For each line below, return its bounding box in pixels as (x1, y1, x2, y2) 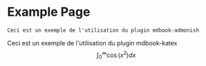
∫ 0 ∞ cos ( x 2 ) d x (96, 49, 136, 60)
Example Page (7, 4, 91, 20)
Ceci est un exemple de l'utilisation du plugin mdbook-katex (7, 38, 178, 47)
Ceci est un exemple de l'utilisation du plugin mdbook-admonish (7, 27, 199, 34)
